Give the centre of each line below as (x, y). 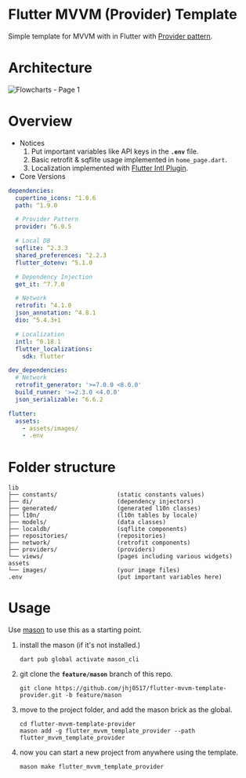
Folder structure (62, 467)
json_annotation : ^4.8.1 (56, 313)
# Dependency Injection (54, 277)
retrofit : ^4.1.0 (43, 306)
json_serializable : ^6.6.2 (59, 399)
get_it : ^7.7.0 (40, 284)
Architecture (50, 68)
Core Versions (42, 176)
